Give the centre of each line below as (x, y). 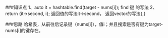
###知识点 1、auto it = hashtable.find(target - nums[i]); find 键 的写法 (77, 7)
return (12, 13)
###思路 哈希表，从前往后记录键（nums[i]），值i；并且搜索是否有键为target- (84, 24)
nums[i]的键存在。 (24, 30)
